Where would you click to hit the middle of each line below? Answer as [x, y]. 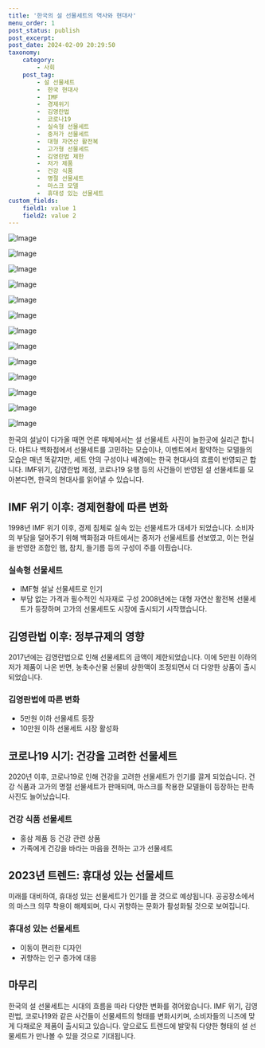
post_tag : [39, 75]
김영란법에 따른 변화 [44, 700]
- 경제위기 [53, 104]
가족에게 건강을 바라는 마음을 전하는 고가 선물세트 [96, 848]
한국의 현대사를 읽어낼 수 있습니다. [91, 479]
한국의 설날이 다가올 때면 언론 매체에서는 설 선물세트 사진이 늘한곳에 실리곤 [124, 440]
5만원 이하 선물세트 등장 [57, 718]
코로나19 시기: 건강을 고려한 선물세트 [93, 756]
